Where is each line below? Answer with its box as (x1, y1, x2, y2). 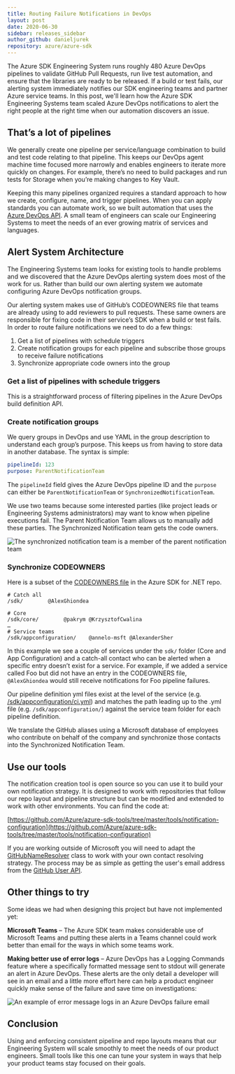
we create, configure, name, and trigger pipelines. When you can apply (7, 196, 212, 204)
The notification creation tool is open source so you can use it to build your (7, 779, 224, 788)
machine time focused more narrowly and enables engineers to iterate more (7, 160, 226, 169)
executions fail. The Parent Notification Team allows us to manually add (7, 516, 213, 525)
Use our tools (7, 761, 66, 773)
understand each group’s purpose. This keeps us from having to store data (7, 440, 222, 448)
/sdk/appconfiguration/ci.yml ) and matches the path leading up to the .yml (7, 698, 222, 706)
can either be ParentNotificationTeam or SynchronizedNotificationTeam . (7, 488, 215, 496)
